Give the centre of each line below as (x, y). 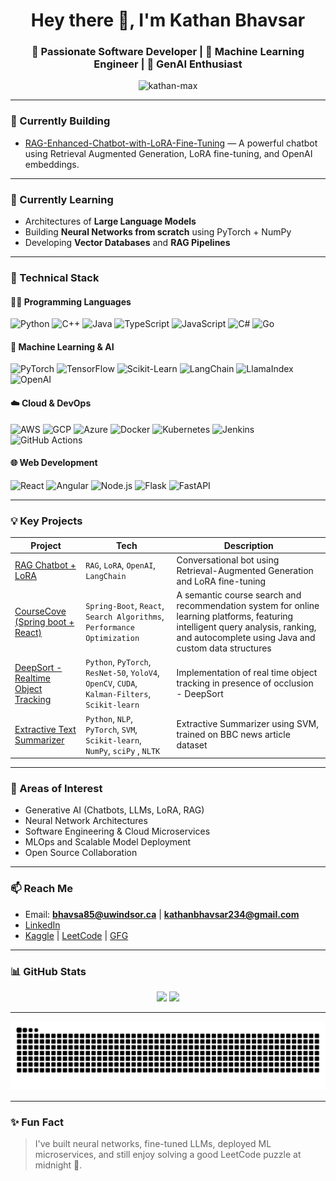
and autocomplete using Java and (246, 638)
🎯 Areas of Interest (56, 789)
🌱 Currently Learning (62, 199)
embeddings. (52, 164)
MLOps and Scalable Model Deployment (108, 842)
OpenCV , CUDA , (111, 683)
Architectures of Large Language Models (110, 221)
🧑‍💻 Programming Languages (71, 301)
